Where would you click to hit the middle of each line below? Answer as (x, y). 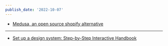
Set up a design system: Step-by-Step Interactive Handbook (74, 38)
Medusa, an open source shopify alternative (58, 24)
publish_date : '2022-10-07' (34, 10)
